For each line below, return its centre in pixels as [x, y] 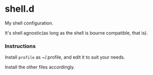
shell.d [19, 9]
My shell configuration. [29, 23]
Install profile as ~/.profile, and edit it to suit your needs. [65, 57]
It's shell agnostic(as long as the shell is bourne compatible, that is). [76, 33]
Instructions [20, 46]
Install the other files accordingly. [40, 67]
